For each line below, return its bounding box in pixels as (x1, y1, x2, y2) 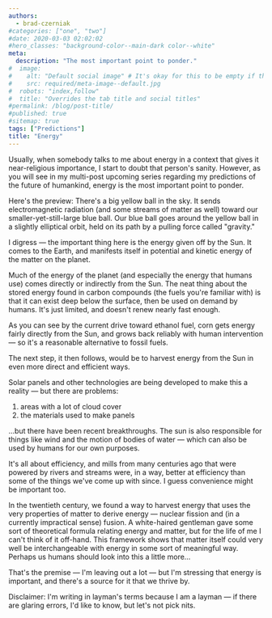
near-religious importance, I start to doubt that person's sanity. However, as (8, 163, 261, 172)
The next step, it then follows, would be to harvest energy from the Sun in (8, 353, 253, 362)
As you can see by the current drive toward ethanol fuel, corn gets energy (8, 320, 255, 330)
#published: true (8, 110, 67, 118)
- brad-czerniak (15, 19, 70, 28)
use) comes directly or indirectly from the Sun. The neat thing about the (8, 278, 248, 288)
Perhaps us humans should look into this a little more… (8, 552, 191, 561)
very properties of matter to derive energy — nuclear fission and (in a (8, 509, 240, 519)
